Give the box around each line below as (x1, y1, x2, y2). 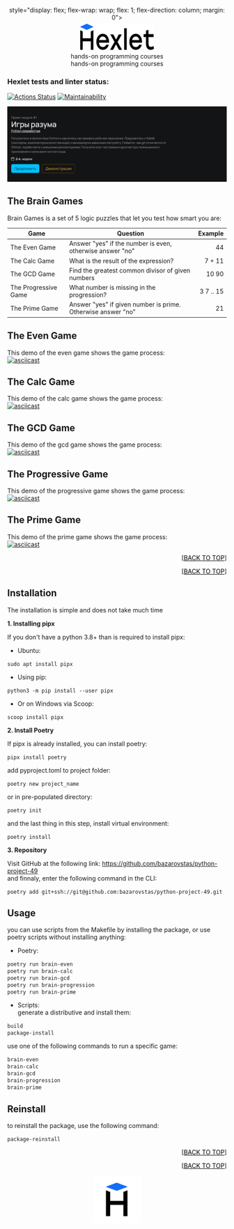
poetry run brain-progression (7, 982, 95, 989)
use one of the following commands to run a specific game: (7, 1042, 178, 1051)
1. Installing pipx (7, 619, 55, 628)
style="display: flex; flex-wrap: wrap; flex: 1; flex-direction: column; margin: (9, 6, 225, 14)
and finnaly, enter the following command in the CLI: (7, 874, 157, 882)
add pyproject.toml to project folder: (7, 766, 111, 774)
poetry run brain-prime (7, 989, 77, 996)
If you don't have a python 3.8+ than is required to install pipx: (7, 633, 185, 641)
